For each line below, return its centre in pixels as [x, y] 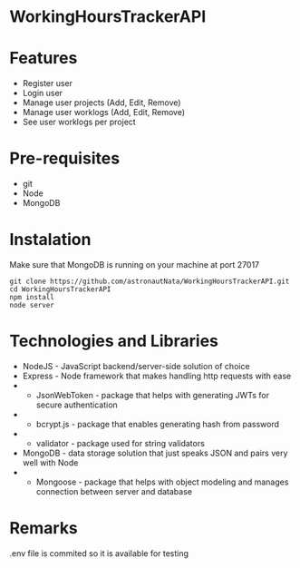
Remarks [44, 529]
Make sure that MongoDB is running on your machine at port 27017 [135, 264]
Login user [43, 93]
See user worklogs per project [79, 122]
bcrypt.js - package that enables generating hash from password [157, 424]
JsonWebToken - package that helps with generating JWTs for [153, 395]
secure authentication [77, 405]
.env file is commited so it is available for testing [99, 553]
